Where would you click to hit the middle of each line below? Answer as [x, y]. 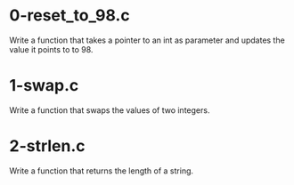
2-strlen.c [48, 146]
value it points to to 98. [51, 49]
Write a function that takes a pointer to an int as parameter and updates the [147, 40]
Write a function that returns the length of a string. [102, 171]
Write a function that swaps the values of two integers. [110, 110]
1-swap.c [44, 86]
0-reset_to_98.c [70, 16]
